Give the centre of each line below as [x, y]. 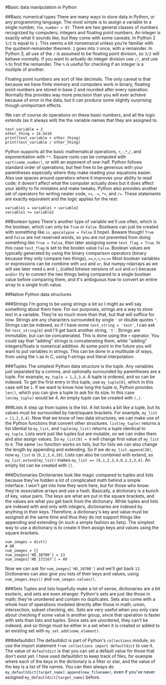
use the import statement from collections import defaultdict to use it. [80, 646]
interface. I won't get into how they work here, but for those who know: [77, 485]
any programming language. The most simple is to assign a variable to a [78, 22]
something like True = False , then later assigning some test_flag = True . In [83, 243]
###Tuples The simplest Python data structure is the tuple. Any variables [79, 366]
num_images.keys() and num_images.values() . [51, 579]
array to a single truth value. [34, 285]
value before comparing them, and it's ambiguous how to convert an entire [81, 279]
